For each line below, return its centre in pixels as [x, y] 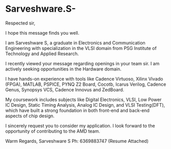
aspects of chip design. [30, 116]
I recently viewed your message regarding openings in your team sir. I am [82, 63]
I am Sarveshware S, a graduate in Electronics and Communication [75, 43]
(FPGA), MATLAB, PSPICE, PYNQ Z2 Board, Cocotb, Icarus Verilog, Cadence [86, 84]
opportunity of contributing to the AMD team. [53, 131]
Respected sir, [20, 23]
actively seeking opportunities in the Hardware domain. [63, 69]
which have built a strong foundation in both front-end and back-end [77, 110]
